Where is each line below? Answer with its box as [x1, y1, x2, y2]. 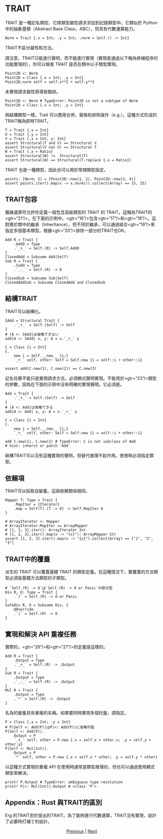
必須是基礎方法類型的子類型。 [9, 575, 69, 581]
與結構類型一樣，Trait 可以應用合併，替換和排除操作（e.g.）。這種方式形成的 [5, 112, 157, 118]
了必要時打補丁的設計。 [5, 818, 52, 824]
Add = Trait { [5, 391, 34, 396]
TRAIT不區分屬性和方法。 [5, 44, 56, 50]
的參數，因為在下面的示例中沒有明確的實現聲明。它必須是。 [5, 381, 125, 387]
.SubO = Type [14, 263, 40, 268]
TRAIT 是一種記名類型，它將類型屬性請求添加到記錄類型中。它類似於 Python [5, 20, 158, 25]
